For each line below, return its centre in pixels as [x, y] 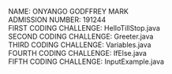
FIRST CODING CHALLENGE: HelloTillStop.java [84, 28]
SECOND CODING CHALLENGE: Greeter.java [81, 36]
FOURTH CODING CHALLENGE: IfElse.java [78, 53]
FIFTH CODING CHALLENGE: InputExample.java [86, 61]
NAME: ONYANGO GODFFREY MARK [68, 11]
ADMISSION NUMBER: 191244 [57, 20]
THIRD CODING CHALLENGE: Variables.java [80, 45]
